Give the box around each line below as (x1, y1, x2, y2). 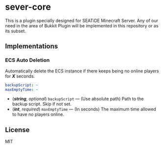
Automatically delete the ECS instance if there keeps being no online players (5, 68, 159, 74)
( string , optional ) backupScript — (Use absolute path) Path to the (12, 96, 144, 102)
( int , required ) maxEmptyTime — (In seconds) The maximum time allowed (12, 106, 157, 112)
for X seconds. (5, 73, 35, 79)
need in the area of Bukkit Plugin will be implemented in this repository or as (5, 22, 159, 28)
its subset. (5, 28, 26, 34)
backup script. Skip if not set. (12, 101, 72, 107)
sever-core (5, 1, 51, 13)
